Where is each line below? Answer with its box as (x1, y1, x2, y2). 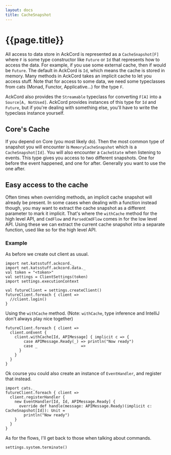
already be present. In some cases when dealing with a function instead (5, 200, 157, 206)
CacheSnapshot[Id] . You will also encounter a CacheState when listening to (5, 149, 161, 156)
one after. (5, 166, 26, 172)
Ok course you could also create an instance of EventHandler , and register (5, 371, 162, 377)
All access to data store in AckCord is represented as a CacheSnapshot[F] (5, 51, 159, 57)
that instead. (5, 376, 32, 382)
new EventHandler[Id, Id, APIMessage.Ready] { (14, 399, 116, 404)
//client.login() (10, 297, 47, 302)
